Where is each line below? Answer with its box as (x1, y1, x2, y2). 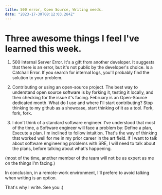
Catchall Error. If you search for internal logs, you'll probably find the (12, 69, 150, 76)
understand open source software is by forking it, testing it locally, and (12, 89, 154, 95)
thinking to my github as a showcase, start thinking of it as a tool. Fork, (12, 105, 154, 111)
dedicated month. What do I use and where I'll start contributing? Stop (12, 100, 153, 106)
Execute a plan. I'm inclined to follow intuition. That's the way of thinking (12, 130, 157, 136)
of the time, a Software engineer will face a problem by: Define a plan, (12, 125, 152, 131)
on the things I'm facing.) (5, 160, 55, 166)
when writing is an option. (5, 175, 57, 181)
